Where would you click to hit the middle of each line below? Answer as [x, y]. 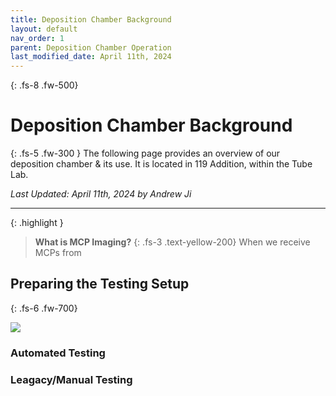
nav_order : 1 [37, 38]
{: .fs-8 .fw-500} [44, 85]
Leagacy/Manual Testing [71, 379]
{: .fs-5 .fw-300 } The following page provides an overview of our [145, 153]
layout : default [44, 29]
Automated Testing [58, 353]
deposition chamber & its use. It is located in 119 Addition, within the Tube [161, 164]
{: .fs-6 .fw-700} [44, 308]
